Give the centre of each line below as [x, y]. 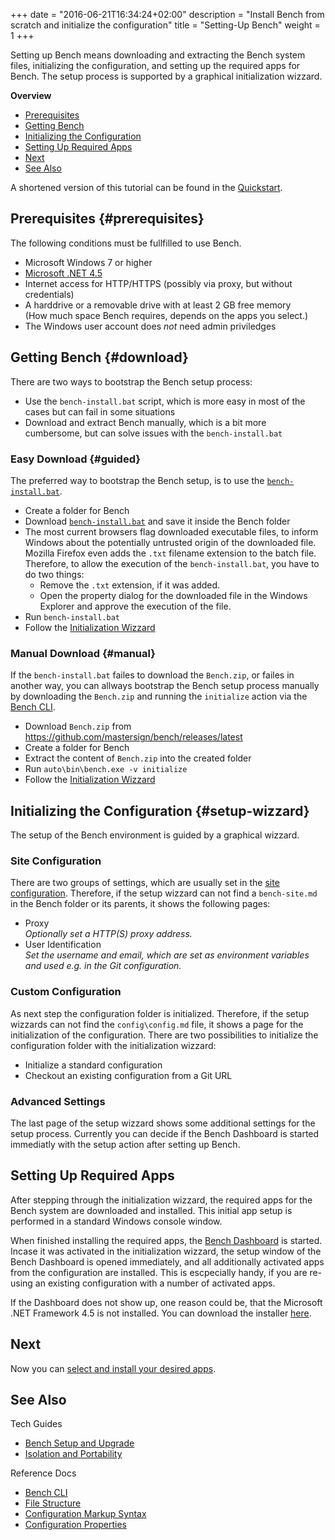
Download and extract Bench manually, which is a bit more [145, 422]
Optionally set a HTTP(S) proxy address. [108, 934]
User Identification [63, 945]
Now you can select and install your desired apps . [113, 1368]
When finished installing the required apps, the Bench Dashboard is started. [166, 1240]
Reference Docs [43, 1473]
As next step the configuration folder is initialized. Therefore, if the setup [160, 1013]
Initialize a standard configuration [93, 1065]
